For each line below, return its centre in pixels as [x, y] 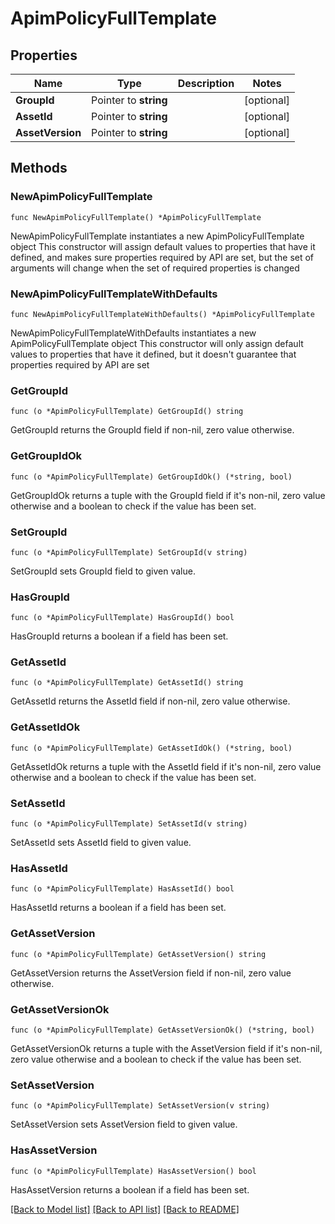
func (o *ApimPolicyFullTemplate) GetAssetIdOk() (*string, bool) [151, 748]
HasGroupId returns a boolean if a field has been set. [119, 636]
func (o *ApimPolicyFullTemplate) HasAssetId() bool [122, 889]
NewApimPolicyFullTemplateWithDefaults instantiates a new [133, 333]
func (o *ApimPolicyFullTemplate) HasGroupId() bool [122, 618]
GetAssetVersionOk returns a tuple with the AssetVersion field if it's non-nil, [166, 1048]
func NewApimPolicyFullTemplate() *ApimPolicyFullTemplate [136, 217]
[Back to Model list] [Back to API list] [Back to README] [125, 1209]
